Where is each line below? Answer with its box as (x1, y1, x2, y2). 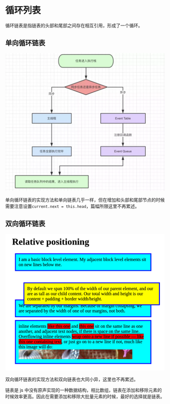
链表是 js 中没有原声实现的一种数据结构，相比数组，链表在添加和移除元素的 (5, 387, 162, 393)
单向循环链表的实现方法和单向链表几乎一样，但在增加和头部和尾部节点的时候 (5, 197, 165, 203)
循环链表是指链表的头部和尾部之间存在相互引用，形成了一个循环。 (5, 22, 143, 28)
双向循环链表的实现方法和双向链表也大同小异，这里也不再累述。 (5, 376, 138, 382)
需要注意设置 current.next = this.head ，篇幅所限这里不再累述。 (5, 203, 140, 209)
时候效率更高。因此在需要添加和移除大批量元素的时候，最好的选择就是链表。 (5, 393, 165, 399)
